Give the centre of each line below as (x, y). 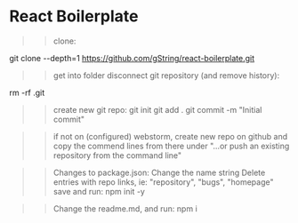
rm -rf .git (27, 92)
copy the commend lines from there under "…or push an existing (171, 146)
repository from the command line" (117, 155)
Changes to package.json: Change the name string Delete (159, 172)
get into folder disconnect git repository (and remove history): (166, 75)
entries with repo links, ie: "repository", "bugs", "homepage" (163, 182)
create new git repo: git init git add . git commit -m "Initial (157, 109)
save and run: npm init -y (99, 191)
